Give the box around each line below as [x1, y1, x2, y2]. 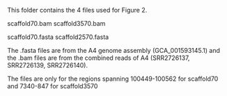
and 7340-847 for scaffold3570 [7, 82, 98, 90]
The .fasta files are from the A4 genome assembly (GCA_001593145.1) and [7, 47, 221, 54]
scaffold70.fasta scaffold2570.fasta [7, 33, 109, 41]
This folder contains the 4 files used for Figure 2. [7, 6, 148, 14]
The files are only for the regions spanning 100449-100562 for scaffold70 [7, 74, 219, 83]
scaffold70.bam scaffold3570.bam [7, 19, 106, 27]
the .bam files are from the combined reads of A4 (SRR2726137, [7, 54, 190, 62]
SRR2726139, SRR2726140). [7, 61, 88, 69]
